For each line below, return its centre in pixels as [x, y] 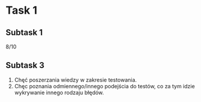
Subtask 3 [25, 65]
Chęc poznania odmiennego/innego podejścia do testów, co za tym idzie [104, 86]
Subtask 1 [24, 33]
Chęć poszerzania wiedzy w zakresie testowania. [76, 80]
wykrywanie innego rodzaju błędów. [59, 92]
